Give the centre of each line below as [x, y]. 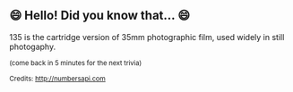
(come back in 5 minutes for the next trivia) [75, 63]
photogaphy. [33, 46]
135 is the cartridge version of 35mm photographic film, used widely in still [147, 37]
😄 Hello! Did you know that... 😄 [100, 16]
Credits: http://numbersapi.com [57, 79]
